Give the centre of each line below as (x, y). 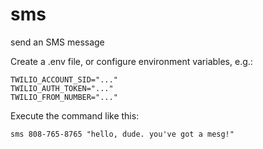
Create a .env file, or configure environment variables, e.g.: (131, 61)
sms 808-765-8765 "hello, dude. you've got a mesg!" (122, 134)
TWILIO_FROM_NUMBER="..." (64, 97)
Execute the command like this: (75, 115)
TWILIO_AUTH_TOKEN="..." (62, 88)
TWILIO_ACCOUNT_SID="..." (64, 79)
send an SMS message (57, 42)
